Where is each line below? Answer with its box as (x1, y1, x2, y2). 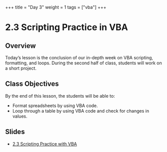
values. (12, 113, 27, 119)
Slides (5, 128, 25, 136)
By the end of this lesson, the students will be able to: (5, 93, 115, 99)
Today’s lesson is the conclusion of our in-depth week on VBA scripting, (5, 55, 154, 60)
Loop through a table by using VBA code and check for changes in (12, 108, 150, 114)
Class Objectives (5, 80, 59, 88)
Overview (5, 41, 36, 50)
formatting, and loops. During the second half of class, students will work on (5, 60, 162, 66)
